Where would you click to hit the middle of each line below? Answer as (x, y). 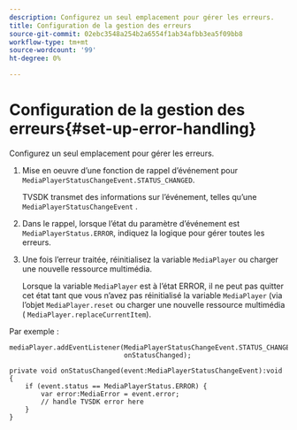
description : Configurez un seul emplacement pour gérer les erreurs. (142, 17)
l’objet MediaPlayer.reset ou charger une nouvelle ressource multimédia (153, 304)
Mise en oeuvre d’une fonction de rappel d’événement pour (130, 170)
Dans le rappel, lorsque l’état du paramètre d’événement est (131, 223)
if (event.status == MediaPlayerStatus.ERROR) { (116, 386)
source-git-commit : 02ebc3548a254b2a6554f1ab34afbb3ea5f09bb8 (126, 34)
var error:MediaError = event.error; (110, 394)
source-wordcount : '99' (53, 50)
